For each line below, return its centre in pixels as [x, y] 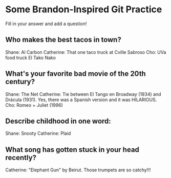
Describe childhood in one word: [58, 121]
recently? [21, 157]
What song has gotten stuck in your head [72, 150]
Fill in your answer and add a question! [46, 24]
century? [20, 82]
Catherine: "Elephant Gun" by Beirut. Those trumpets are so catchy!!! [78, 170]
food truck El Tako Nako [31, 57]
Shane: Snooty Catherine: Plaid [38, 133]
